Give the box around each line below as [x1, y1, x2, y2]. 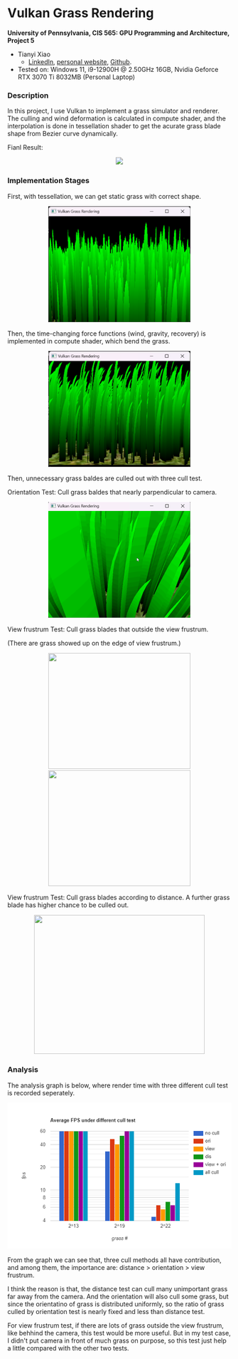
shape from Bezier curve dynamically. [7, 130, 119, 138]
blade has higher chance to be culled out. [7, 900, 129, 909]
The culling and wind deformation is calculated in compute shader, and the [7, 114, 226, 123]
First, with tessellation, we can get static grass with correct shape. [7, 192, 201, 200]
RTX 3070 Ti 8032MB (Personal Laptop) [17, 73, 136, 81]
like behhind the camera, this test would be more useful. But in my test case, [7, 1329, 231, 1338]
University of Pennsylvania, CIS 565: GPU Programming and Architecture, [7, 29, 229, 37]
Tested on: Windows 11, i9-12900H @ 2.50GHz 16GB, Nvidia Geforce [17, 65, 219, 73]
